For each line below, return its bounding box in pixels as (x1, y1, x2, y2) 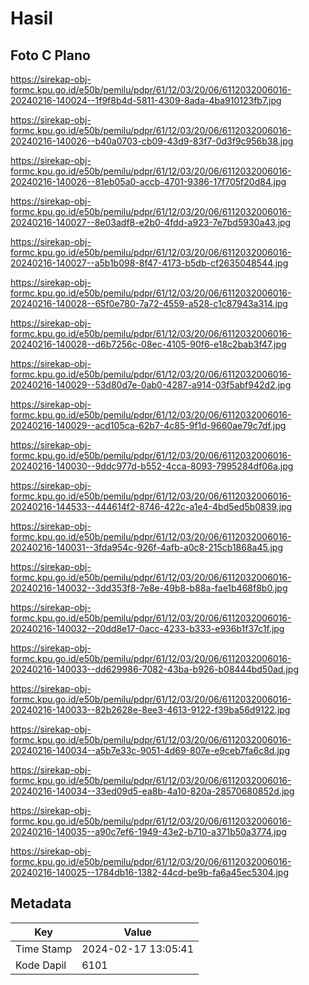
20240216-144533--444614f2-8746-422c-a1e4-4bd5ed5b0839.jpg (10, 501, 293, 512)
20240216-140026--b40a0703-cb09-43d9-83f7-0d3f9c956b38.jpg (10, 135, 294, 147)
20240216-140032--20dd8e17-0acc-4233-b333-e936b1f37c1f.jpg (10, 623, 285, 634)
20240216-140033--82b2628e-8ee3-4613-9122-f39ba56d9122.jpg (10, 704, 291, 716)
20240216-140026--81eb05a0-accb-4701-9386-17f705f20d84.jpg (10, 176, 287, 187)
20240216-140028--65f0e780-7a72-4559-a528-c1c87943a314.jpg (10, 298, 288, 309)
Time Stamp (15, 942, 73, 956)
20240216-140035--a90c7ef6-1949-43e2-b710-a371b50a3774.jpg (10, 826, 287, 837)
